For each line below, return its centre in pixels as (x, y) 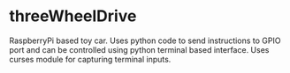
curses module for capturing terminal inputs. (90, 59)
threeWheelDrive (73, 16)
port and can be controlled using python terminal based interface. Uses (139, 49)
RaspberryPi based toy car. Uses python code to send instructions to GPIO (145, 40)
